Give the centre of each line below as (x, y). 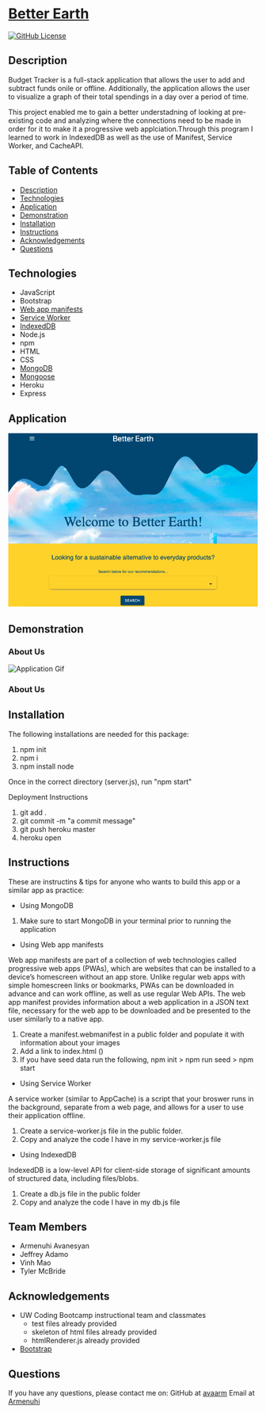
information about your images (70, 1042)
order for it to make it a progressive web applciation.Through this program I (131, 128)
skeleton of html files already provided (94, 1332)
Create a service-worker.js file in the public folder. (101, 1131)
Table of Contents (53, 171)
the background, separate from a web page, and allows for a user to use (126, 1107)
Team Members (47, 1226)
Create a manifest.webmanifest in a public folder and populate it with (132, 1034)
